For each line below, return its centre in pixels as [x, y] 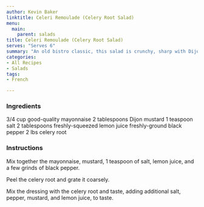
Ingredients [24, 106]
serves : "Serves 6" [31, 46]
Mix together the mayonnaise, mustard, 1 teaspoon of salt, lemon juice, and [100, 161]
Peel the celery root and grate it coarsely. [58, 179]
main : [19, 29]
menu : [13, 23]
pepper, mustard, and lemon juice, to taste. [60, 197]
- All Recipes [24, 63]
